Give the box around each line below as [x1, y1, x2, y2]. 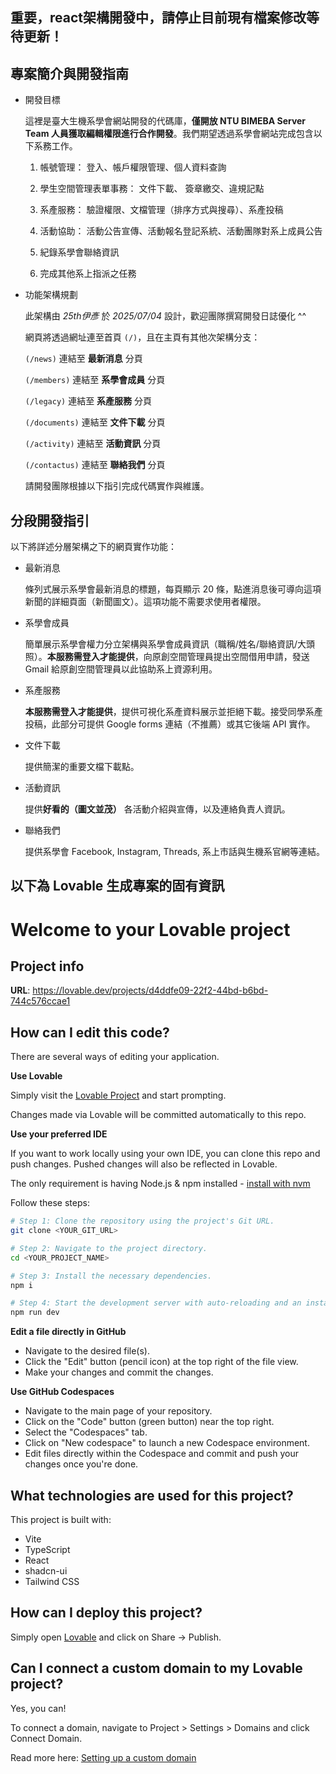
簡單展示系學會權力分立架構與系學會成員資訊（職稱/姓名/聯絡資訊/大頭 [24, 638, 315, 650]
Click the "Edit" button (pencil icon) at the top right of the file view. [24, 1356, 299, 1368]
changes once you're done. [24, 1458, 139, 1470]
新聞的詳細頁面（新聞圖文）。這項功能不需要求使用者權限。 [24, 596, 267, 608]
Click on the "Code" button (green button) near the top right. [24, 1416, 275, 1428]
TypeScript [24, 1544, 71, 1556]
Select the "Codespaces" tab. [24, 1426, 148, 1438]
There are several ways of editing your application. [10, 1051, 220, 1063]
